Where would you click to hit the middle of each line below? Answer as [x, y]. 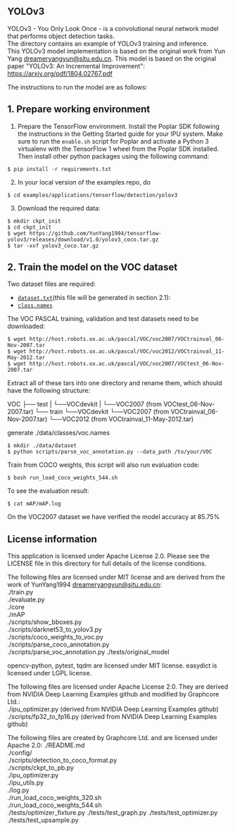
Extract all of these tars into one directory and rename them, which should [115, 383]
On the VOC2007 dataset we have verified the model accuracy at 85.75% [114, 517]
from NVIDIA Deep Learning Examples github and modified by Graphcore [113, 694]
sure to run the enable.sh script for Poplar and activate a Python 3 [113, 141]
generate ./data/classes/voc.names [59, 433]
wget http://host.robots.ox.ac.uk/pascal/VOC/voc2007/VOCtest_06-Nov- [119, 364]
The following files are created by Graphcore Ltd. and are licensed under [113, 738]
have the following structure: [49, 391]
